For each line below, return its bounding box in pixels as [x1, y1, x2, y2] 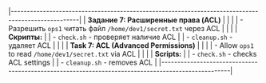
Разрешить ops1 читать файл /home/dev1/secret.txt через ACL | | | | [8, 24, 238, 33]
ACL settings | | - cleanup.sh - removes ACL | [8, 57, 157, 67]
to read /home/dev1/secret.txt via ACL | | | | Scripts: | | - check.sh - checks [8, 49, 257, 58]
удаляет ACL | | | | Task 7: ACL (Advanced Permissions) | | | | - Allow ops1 [8, 41, 254, 50]
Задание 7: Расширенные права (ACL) [87, 15, 221, 25]
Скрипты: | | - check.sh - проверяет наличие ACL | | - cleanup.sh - [8, 32, 233, 41]
